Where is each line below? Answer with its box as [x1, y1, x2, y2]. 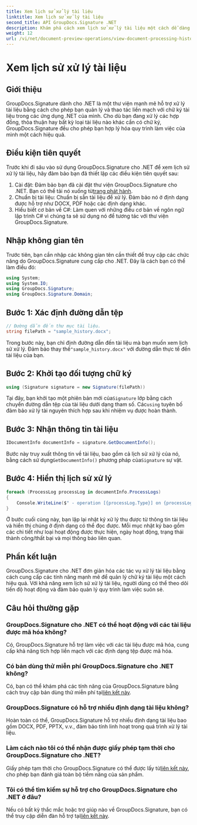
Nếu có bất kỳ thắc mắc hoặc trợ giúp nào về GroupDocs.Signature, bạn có [6, 806, 188, 813]
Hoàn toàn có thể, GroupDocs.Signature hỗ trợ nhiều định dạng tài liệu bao [6, 717, 187, 724]
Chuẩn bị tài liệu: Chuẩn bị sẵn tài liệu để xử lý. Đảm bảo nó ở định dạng [14, 193, 189, 201]
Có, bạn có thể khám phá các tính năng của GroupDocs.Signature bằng [6, 683, 179, 690]
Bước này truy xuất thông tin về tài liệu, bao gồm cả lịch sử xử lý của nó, [6, 450, 180, 457]
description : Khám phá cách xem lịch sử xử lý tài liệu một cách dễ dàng [6, 25, 191, 31]
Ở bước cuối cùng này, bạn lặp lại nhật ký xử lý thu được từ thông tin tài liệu [6, 516, 188, 523]
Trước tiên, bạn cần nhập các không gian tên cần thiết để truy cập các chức [6, 251, 189, 258]
